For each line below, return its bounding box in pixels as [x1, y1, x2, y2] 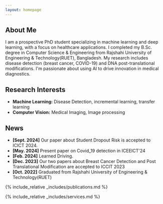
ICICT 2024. [12, 142, 38, 148]
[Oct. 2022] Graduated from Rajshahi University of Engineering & [12, 169, 148, 175]
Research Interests [5, 85, 66, 94]
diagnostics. [5, 71, 31, 77]
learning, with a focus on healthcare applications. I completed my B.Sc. [5, 44, 152, 50]
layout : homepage [5, 7, 42, 12]
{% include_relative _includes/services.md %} [5, 193, 100, 200]
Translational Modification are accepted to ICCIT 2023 [12, 163, 125, 170]
